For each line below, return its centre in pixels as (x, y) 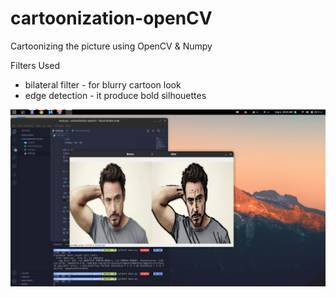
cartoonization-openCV (111, 18)
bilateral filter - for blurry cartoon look (103, 84)
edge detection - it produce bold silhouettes (115, 95)
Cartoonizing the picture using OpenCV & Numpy (111, 46)
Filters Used (35, 65)
